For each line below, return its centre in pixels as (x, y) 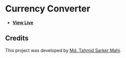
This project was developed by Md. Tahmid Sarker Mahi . (63, 50)
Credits (17, 38)
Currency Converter (48, 9)
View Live (23, 22)
